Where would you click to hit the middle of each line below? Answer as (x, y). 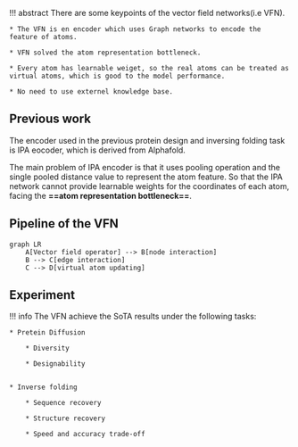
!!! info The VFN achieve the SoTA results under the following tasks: (133, 317)
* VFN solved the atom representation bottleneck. (105, 53)
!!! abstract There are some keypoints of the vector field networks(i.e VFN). (147, 13)
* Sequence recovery (63, 403)
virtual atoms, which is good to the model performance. (117, 76)
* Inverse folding (43, 387)
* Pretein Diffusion (48, 333)
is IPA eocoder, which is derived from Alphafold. (97, 150)
